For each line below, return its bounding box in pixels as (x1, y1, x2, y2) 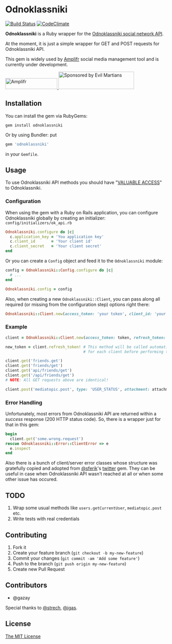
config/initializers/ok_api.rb (5, 220, 72, 226)
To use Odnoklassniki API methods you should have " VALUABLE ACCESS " (5, 179, 162, 186)
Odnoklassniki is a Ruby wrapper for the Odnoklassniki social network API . (5, 30, 164, 36)
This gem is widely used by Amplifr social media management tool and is (5, 56, 159, 62)
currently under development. (5, 61, 68, 67)
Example (5, 323, 28, 330)
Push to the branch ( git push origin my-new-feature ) (12, 560, 126, 566)
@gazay (12, 595, 31, 601)
